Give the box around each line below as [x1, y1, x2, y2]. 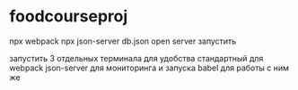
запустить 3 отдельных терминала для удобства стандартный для [9, 53, 264, 63]
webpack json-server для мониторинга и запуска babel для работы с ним [9, 62, 290, 73]
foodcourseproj [9, 6, 128, 27]
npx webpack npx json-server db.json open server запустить [9, 36, 237, 46]
